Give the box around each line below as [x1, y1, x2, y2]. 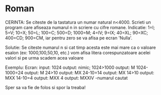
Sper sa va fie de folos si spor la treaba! [5, 84, 86, 90]
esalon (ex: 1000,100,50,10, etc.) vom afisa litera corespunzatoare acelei [5, 50, 151, 56]
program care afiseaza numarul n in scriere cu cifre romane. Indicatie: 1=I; [5, 24, 155, 30]
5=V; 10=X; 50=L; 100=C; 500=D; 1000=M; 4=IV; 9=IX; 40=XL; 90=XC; [5, 30, 148, 35]
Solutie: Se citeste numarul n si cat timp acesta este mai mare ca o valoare [5, 44, 156, 50]
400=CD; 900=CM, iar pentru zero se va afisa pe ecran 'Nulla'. [5, 35, 133, 41]
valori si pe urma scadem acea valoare [5, 55, 84, 61]
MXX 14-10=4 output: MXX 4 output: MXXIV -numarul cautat [5, 75, 128, 81]
